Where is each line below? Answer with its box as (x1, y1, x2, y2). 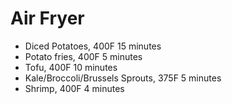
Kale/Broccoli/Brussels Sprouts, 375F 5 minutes (24, 72, 222, 84)
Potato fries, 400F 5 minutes (24, 50, 143, 62)
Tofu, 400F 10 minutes (24, 61, 118, 73)
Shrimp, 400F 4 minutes (24, 82, 125, 94)
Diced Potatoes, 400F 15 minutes (24, 40, 162, 52)
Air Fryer (10, 7, 85, 30)
